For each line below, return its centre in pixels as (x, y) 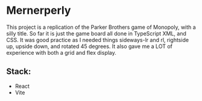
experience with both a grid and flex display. (61, 52)
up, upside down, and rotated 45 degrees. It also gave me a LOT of (90, 46)
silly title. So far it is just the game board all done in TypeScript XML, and (96, 33)
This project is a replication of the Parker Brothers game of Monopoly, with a (101, 27)
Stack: (19, 72)
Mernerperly (39, 11)
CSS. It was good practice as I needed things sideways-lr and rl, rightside (97, 40)
